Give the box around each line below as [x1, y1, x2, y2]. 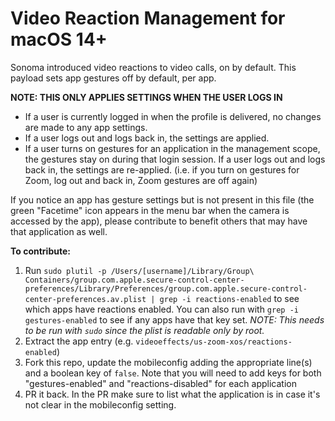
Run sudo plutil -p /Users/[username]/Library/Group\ [24, 264, 255, 276]
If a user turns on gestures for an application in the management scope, [24, 142, 321, 154]
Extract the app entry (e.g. [24, 335, 134, 347]
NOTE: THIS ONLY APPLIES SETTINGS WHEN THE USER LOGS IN [10, 91, 283, 103]
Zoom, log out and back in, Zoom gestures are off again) [24, 174, 258, 186]
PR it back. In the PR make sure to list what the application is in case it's [24, 388, 321, 400]
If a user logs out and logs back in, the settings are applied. [24, 132, 270, 144]
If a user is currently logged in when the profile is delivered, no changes [24, 110, 322, 122]
